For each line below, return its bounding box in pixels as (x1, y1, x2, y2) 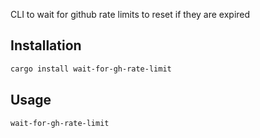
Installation (10, 37, 82, 54)
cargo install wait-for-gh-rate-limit (10, 64, 172, 74)
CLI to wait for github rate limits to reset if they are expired (10, 9, 251, 20)
